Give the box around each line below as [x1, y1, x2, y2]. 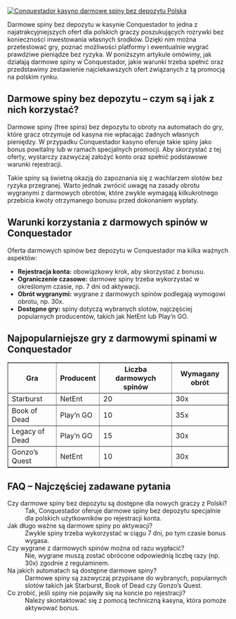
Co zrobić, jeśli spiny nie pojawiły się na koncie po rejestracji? [7, 589, 186, 597]
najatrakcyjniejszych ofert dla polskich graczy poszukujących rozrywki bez [7, 28, 224, 36]
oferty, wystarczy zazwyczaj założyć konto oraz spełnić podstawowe [7, 152, 208, 161]
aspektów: [7, 253, 37, 262]
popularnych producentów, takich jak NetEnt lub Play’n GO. [17, 312, 188, 320]
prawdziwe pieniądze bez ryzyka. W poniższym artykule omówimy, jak [7, 50, 212, 58]
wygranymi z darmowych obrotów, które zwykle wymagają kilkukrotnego [7, 189, 218, 197]
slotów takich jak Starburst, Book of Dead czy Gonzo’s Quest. [25, 581, 202, 590]
